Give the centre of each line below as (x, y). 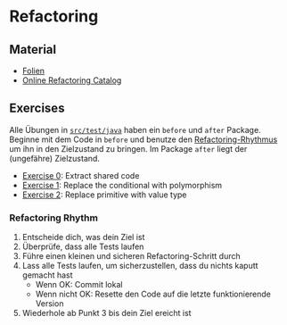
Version (49, 304)
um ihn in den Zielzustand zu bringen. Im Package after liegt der (128, 148)
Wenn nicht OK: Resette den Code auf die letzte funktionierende (153, 294)
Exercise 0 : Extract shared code (81, 175)
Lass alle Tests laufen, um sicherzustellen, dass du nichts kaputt (140, 266)
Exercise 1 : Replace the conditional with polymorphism (122, 185)
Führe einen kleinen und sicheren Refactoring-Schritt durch (131, 256)
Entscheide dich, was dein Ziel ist (83, 237)
